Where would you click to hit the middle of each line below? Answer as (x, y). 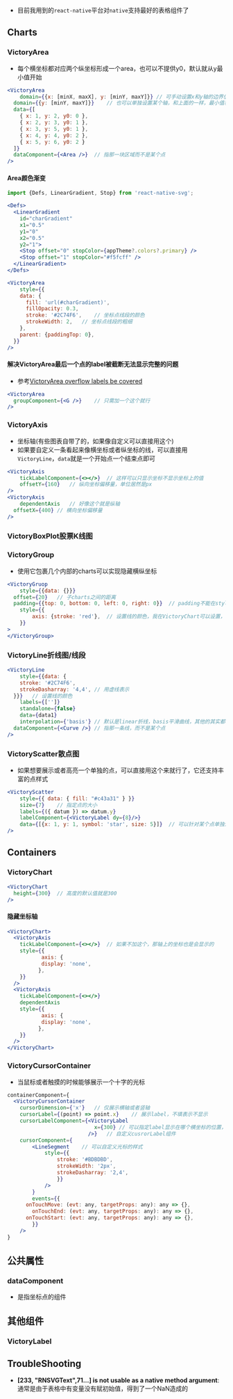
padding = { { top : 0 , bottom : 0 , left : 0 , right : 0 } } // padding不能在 (114, 604)
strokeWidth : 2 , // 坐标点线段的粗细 (79, 322)
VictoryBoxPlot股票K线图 (50, 536)
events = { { (46, 1199)
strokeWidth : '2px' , (86, 1166)
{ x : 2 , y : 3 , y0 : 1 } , (54, 123)
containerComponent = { (38, 1095)
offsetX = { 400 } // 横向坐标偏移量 (58, 510)
